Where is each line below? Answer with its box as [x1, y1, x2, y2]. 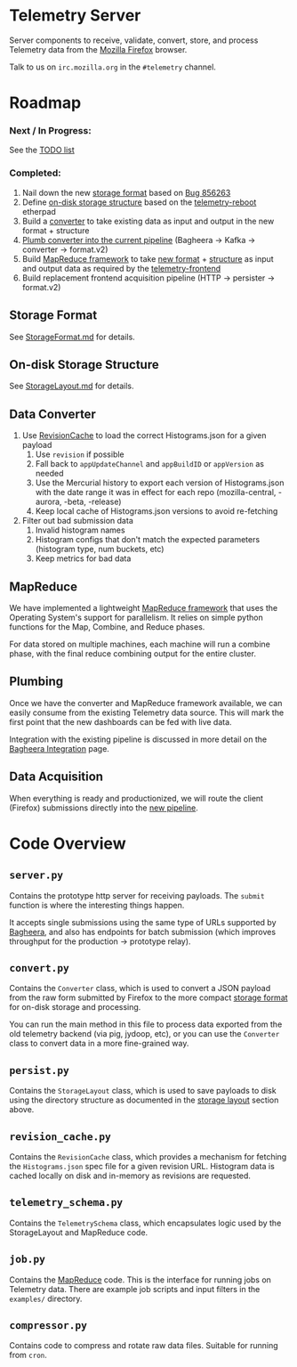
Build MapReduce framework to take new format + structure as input [21, 253, 274, 264]
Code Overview [9, 834, 126, 853]
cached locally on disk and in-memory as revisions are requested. [9, 1170, 252, 1181]
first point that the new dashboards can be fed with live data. [9, 716, 233, 727]
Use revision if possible [35, 449, 124, 460]
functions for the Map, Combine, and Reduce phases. [9, 621, 205, 632]
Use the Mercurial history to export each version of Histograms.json [35, 477, 285, 488]
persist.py [9, 1063, 69, 1077]
